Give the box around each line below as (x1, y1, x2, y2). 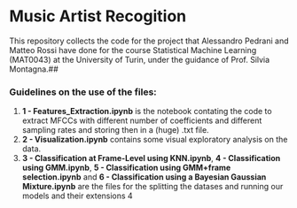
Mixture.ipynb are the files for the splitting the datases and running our (21, 181, 284, 192)
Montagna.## (9, 64, 59, 74)
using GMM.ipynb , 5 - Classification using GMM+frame (21, 162, 231, 173)
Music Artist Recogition (9, 6, 187, 27)
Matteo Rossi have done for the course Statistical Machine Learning (9, 44, 257, 55)
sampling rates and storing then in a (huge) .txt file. (21, 125, 210, 135)
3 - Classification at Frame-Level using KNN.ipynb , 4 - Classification (21, 153, 281, 164)
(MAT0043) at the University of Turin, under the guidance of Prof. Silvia (9, 54, 270, 65)
